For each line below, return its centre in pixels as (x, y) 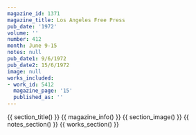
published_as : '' (38, 98)
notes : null (24, 53)
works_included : (30, 78)
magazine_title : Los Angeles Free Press (66, 20)
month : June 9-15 (32, 46)
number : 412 (24, 39)
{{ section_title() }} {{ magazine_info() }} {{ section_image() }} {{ (98, 117)
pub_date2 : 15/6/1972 (38, 65)
